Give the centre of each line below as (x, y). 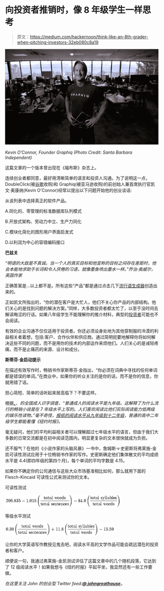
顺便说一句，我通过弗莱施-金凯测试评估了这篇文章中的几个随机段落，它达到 (81, 561)
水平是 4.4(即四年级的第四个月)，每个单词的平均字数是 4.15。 (66, 460)
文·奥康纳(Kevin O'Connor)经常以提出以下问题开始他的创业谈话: (69, 190)
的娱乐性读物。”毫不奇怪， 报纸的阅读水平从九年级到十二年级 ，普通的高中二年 (82, 415)
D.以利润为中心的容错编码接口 (35, 242)
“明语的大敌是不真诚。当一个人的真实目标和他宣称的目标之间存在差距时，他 (81, 263)
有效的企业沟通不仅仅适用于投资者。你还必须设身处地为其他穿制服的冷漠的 (80, 331)
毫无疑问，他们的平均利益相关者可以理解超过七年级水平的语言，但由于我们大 (82, 432)
